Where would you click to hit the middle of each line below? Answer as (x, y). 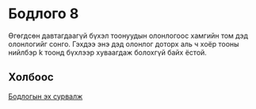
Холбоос (31, 77)
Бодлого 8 (44, 14)
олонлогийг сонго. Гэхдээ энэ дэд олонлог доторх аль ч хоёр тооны (124, 43)
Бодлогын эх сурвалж (46, 96)
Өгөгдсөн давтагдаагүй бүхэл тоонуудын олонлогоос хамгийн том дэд (128, 36)
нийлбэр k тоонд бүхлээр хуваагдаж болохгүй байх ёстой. (108, 52)
